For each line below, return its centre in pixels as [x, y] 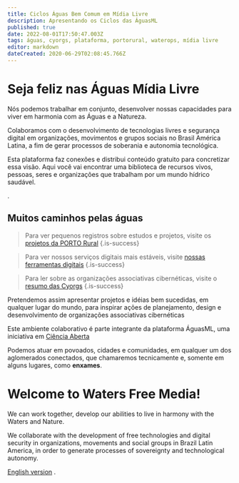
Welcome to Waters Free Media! [104, 394]
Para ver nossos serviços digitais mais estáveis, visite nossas [115, 257]
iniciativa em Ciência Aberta [49, 336]
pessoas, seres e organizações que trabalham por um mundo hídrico [109, 174]
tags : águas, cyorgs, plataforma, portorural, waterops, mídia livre [113, 41]
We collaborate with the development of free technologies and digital [109, 435]
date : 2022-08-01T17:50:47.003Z [55, 34]
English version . [32, 472]
